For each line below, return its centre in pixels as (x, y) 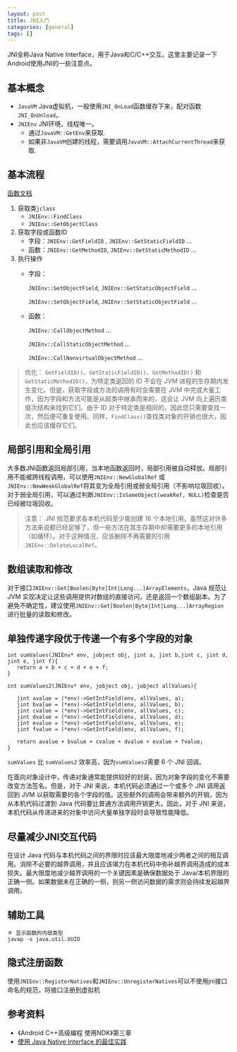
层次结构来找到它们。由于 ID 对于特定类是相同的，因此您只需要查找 (122, 407)
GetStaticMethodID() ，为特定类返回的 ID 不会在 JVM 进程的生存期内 (123, 381)
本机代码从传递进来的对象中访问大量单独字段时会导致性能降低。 (100, 812)
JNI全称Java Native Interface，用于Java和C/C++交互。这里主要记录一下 (113, 54)
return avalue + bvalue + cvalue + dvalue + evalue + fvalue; (110, 742)
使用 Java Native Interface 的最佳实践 (72, 1041)
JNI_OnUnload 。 (39, 115)
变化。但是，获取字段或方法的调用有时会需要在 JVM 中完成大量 (123, 390)
